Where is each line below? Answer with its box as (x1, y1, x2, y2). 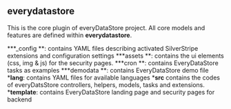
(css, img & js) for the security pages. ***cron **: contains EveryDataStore (7, 58, 219, 67)
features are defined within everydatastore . (7, 31, 132, 39)
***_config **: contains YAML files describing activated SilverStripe (7, 44, 199, 52)
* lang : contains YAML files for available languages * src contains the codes (7, 73, 221, 82)
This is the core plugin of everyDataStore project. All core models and (7, 23, 205, 32)
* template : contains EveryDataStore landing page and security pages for (7, 88, 215, 96)
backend (7, 95, 32, 104)
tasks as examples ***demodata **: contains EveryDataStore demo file (7, 66, 209, 74)
